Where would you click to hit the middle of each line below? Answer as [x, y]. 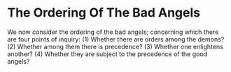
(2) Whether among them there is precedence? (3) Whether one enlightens [115, 46]
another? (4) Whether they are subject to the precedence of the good [107, 54]
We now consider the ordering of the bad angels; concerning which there [113, 32]
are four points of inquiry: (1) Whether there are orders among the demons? [116, 39]
